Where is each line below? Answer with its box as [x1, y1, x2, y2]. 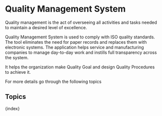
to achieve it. [5, 69, 31, 75]
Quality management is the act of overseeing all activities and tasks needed [5, 19, 157, 25]
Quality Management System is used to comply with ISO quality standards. [5, 34, 155, 40]
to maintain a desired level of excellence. [5, 24, 87, 30]
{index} [5, 105, 20, 111]
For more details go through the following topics [5, 79, 101, 84]
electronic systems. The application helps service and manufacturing [5, 44, 144, 50]
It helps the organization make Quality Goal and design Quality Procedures [5, 64, 155, 70]
